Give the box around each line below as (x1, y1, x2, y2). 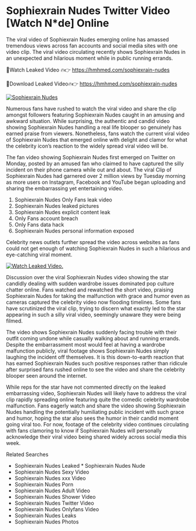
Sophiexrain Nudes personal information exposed (14, 227, 135, 234)
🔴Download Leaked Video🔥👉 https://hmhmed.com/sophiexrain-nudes (6, 80, 177, 87)
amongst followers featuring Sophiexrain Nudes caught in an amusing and (6, 111, 185, 118)
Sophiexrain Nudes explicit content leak (14, 208, 111, 215)
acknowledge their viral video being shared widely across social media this (6, 433, 187, 440)
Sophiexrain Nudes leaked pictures (14, 202, 99, 209)
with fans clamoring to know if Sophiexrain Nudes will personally (6, 427, 162, 434)
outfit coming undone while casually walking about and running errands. (6, 335, 180, 342)
